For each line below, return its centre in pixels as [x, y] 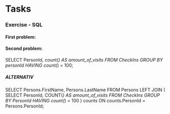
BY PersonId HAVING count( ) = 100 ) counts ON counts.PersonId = [75, 100]
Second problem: [24, 48]
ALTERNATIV [19, 77]
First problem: [21, 37]
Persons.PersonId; [25, 106]
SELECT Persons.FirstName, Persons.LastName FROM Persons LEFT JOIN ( [85, 90]
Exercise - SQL [24, 25]
